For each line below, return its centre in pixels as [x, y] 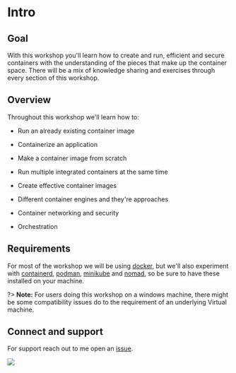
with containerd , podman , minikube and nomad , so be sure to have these [114, 273]
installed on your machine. [46, 280]
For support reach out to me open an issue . [70, 349]
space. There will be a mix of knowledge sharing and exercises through [111, 70]
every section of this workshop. [53, 78]
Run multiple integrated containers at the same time [93, 172]
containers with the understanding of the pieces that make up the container [117, 63]
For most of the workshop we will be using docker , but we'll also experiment [118, 266]
